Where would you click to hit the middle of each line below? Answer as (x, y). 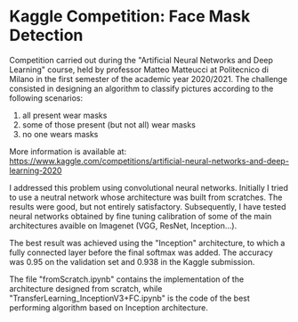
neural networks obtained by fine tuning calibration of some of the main (141, 216)
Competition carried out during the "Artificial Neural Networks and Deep (141, 60)
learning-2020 (36, 170)
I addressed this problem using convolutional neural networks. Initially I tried (149, 187)
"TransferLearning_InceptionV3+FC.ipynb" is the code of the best (130, 298)
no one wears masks (60, 134)
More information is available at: (68, 151)
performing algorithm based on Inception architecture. (109, 307)
